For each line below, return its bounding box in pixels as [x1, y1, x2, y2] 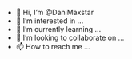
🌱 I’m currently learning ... [15, 25, 102, 33]
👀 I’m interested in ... [15, 16, 84, 26]
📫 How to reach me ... [15, 42, 90, 51]
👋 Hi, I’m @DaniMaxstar [15, 8, 94, 17]
